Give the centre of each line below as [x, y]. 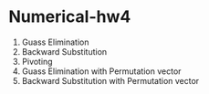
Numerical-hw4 [70, 17]
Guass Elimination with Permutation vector [101, 71]
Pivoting [37, 61]
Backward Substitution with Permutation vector [110, 80]
